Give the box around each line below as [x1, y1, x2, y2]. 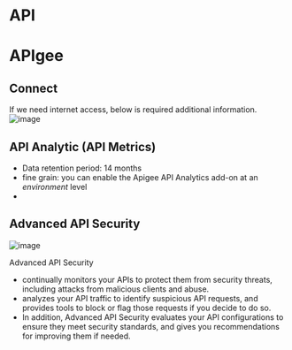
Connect [9, 80, 58, 95]
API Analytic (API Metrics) [9, 139, 157, 155]
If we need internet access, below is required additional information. [9, 104, 257, 115]
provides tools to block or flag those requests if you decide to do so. [21, 302, 272, 313]
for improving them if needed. [21, 331, 131, 341]
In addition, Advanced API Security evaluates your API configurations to [21, 311, 284, 323]
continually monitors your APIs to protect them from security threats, [21, 274, 273, 285]
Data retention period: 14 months [21, 163, 142, 173]
